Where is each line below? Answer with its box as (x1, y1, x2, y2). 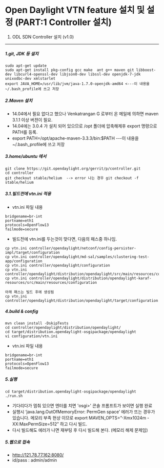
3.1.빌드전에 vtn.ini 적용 (5, 191, 51, 197)
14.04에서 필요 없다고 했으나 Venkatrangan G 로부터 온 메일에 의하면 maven (12, 111, 159, 117)
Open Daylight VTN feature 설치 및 (5, 4, 145, 16)
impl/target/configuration (5, 250, 60, 255)
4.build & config (5, 308, 38, 314)
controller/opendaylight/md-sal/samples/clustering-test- (29, 254, 150, 259)
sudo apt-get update (5, 63, 47, 68)
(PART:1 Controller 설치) (15, 17, 112, 28)
